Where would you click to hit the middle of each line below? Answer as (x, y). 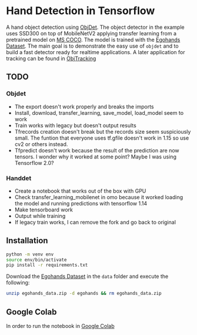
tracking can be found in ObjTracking (51, 58)
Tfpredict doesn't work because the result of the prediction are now (97, 150)
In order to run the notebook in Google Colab (60, 326)
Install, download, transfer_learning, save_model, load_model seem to (99, 112)
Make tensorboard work (44, 210)
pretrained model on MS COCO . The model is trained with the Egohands (93, 39)
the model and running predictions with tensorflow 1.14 (81, 203)
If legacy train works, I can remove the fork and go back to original (95, 222)
